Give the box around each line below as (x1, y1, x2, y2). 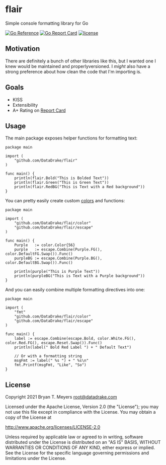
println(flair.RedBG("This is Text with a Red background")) (14, 185, 145, 190)
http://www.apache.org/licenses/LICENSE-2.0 (5, 424, 101, 430)
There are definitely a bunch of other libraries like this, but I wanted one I (5, 58, 156, 64)
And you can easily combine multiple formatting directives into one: (5, 287, 145, 293)
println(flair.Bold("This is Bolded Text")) (14, 176, 109, 181)
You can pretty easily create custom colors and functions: (5, 198, 125, 204)
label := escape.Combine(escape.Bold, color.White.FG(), (14, 336, 136, 341)
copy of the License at (5, 414, 52, 421)
